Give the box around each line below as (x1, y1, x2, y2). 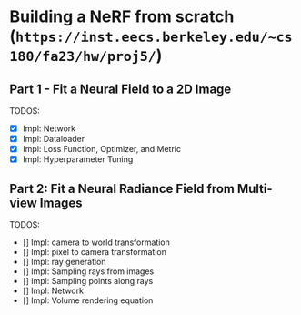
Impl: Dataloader (22, 134, 85, 145)
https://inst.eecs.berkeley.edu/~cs (15, 29, 293, 46)
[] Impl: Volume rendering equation (22, 295, 154, 306)
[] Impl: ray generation (22, 257, 106, 268)
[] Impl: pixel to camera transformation (22, 247, 166, 258)
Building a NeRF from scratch (9, 6, 235, 27)
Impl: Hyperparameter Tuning (22, 154, 134, 165)
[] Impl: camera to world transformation (22, 237, 170, 248)
